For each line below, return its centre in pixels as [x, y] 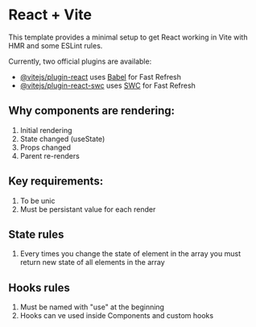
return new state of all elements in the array [92, 263]
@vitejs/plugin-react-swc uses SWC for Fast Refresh [107, 85]
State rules [36, 234]
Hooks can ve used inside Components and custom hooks [117, 316]
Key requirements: [56, 182]
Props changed [45, 147]
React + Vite [50, 15]
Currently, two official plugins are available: [80, 61]
